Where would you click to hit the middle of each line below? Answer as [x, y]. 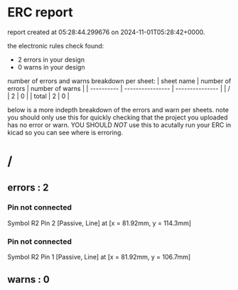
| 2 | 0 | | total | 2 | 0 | [38, 96]
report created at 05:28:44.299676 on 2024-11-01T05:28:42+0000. [106, 32]
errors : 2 [28, 187]
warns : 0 [28, 279]
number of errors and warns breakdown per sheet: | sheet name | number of [119, 81]
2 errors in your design [51, 59]
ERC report [40, 12]
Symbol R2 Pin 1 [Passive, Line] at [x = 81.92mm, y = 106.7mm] [99, 257]
